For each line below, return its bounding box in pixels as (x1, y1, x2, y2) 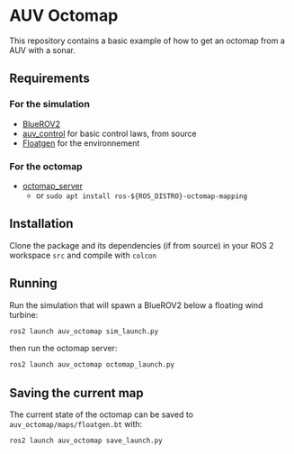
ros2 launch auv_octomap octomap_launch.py (9, 360, 175, 369)
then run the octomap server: (9, 343, 118, 354)
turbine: (9, 309, 39, 320)
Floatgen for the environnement (22, 137, 140, 149)
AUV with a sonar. (9, 44, 76, 55)
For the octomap (9, 159, 83, 172)
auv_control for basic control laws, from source (22, 128, 197, 139)
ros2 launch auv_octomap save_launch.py (9, 436, 164, 446)
